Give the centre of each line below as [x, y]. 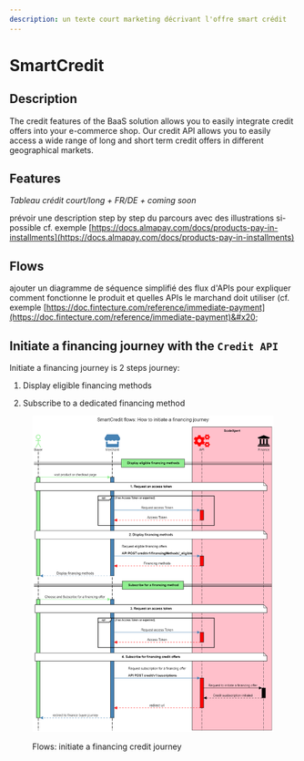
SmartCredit [57, 65]
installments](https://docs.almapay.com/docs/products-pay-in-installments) [152, 238]
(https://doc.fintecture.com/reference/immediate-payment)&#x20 [133, 317]
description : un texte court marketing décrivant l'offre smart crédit [148, 19]
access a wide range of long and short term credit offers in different [137, 140]
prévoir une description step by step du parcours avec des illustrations [142, 218]
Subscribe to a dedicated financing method [104, 403]
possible [25, 228]
